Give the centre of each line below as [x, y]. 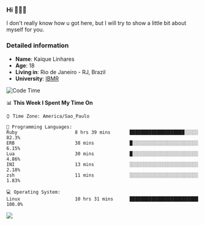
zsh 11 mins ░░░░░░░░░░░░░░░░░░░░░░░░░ [102, 175]
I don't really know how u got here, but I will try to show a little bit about [96, 23]
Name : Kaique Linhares [45, 59]
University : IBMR [37, 78]
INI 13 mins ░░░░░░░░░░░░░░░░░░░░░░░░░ [102, 164]
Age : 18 [25, 65]
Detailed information [38, 45]
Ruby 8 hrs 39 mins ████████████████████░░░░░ [102, 132]
